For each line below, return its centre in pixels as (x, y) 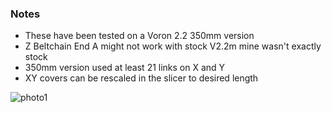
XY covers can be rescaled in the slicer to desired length (141, 78)
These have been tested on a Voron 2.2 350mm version (139, 36)
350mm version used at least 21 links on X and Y (125, 68)
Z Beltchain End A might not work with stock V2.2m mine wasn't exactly (173, 46)
